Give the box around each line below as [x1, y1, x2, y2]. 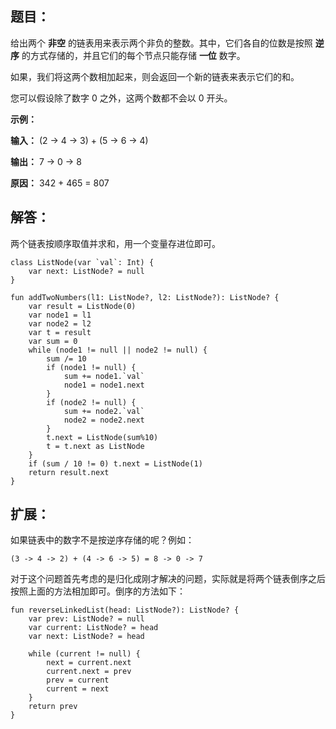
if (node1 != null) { [46, 362, 137, 372]
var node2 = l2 [28, 318, 92, 329]
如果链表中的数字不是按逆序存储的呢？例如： [10, 534, 195, 546]
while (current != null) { [28, 649, 141, 659]
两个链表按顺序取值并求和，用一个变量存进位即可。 [10, 237, 221, 249]
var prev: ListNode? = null [28, 614, 145, 624]
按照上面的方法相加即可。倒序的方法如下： [10, 585, 186, 597]
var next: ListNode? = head [28, 632, 145, 642]
